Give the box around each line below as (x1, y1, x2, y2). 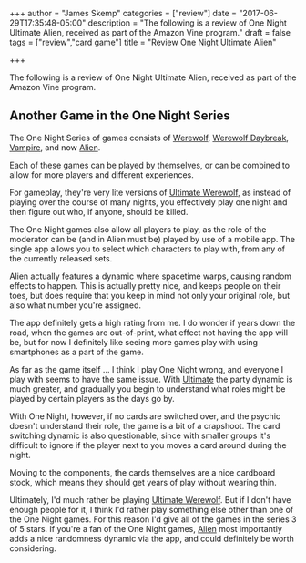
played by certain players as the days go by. (9, 393, 175, 404)
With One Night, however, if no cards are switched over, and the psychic (9, 410, 280, 422)
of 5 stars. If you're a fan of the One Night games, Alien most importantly (9, 523, 282, 534)
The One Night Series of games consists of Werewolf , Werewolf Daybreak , (9, 132, 290, 143)
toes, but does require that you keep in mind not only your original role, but (9, 290, 291, 301)
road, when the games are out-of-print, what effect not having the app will (9, 327, 289, 338)
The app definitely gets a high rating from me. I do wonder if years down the (9, 317, 296, 328)
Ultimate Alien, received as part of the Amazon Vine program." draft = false (9, 27, 291, 37)
